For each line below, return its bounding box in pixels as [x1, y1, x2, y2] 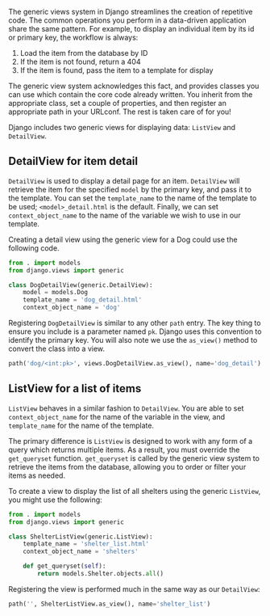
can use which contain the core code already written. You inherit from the [8, 90, 253, 99]
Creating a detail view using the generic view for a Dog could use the [8, 234, 238, 244]
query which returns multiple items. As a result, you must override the [8, 445, 240, 454]
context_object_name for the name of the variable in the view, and [8, 411, 226, 421]
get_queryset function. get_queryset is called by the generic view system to [8, 453, 260, 463]
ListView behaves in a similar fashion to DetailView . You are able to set [8, 403, 244, 413]
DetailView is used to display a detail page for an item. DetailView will [8, 175, 240, 185]
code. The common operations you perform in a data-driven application [8, 15, 247, 25]
